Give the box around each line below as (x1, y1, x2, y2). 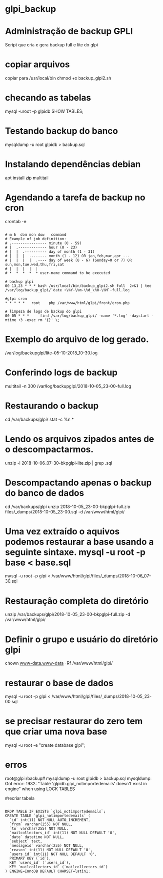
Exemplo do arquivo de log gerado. (5, 334, 149, 345)
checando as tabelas (5, 92, 91, 103)
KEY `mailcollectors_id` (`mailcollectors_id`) (9, 865, 108, 870)
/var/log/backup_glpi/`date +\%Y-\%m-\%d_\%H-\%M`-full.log (5, 287, 130, 292)
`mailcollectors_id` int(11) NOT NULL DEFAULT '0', (9, 831, 117, 836)
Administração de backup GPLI (5, 26, 133, 37)
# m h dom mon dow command (5, 232, 67, 237)
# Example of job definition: (5, 236, 67, 241)
